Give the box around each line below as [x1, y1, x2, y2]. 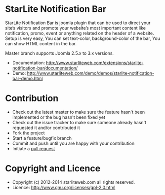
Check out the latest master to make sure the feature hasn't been [12, 109, 145, 115]
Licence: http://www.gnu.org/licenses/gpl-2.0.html [12, 184, 116, 190]
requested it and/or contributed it [12, 125, 80, 130]
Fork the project [12, 130, 45, 136]
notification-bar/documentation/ [12, 65, 78, 71]
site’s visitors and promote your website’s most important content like [5, 25, 146, 31]
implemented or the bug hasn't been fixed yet [12, 114, 105, 120]
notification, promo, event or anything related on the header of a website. [5, 30, 154, 36]
